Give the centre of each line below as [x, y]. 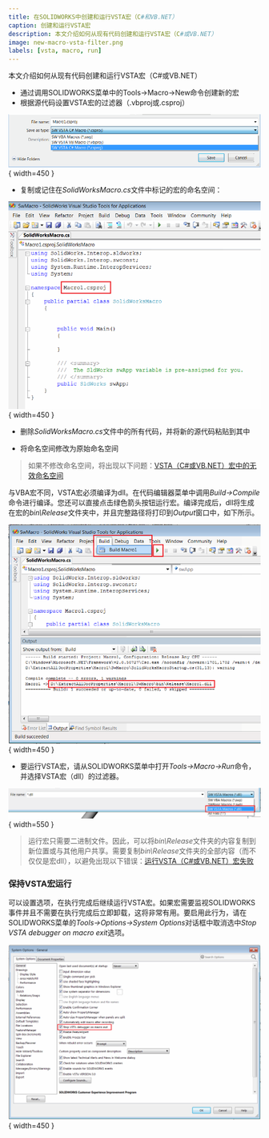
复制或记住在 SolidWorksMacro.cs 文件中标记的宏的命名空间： [121, 190]
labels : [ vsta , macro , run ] [55, 51]
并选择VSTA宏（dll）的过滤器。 [72, 776]
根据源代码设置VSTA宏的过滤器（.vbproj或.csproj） [104, 103]
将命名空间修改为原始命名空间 [69, 448]
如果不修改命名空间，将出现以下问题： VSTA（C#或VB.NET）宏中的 [139, 466]
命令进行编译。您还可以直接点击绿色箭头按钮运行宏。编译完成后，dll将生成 [131, 503]
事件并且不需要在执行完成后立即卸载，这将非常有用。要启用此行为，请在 [127, 913]
